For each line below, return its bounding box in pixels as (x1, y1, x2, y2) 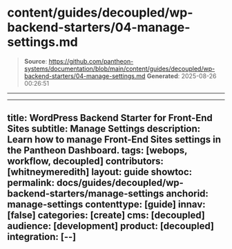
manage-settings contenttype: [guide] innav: (7, 199, 206, 210)
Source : (23, 57, 48, 65)
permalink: (7, 177, 55, 189)
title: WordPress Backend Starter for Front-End (7, 112, 213, 124)
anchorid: (165, 188, 209, 200)
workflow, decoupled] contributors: (7, 156, 164, 167)
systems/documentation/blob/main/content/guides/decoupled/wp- (23, 64, 215, 73)
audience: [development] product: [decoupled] (7, 220, 214, 232)
